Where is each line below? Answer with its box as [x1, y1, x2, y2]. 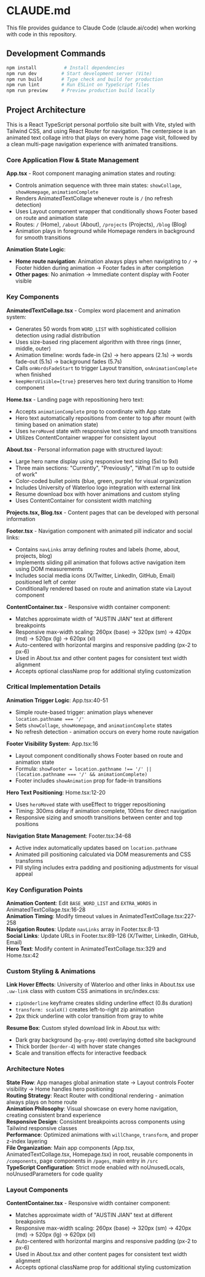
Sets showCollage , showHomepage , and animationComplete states [15, 721, 172, 729]
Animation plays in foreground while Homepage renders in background [15, 227, 195, 235]
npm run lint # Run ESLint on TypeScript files [6, 82, 150, 88]
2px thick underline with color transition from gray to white [15, 1012, 164, 1020]
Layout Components [6, 1185, 69, 1194]
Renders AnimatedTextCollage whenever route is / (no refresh [15, 195, 173, 202]
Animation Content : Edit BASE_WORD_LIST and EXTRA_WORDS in [6, 900, 158, 907]
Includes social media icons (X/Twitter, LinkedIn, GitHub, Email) [15, 572, 176, 579]
